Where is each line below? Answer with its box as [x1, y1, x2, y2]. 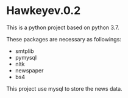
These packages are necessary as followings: [6, 35, 122, 43]
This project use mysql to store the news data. [6, 85, 123, 92]
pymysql [15, 54, 37, 61]
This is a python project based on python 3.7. [6, 24, 119, 31]
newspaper [15, 66, 44, 74]
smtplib [15, 47, 34, 55]
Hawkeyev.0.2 [6, 4, 81, 18]
